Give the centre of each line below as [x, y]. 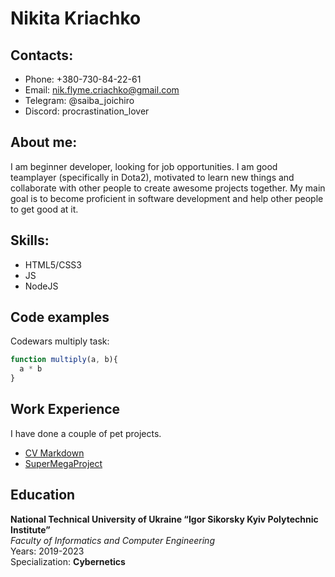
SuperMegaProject [63, 463]
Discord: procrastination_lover [87, 111]
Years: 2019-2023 [47, 551]
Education [43, 495]
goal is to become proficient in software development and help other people [167, 198]
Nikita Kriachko [76, 18]
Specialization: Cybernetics [68, 561]
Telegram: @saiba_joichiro [79, 100]
